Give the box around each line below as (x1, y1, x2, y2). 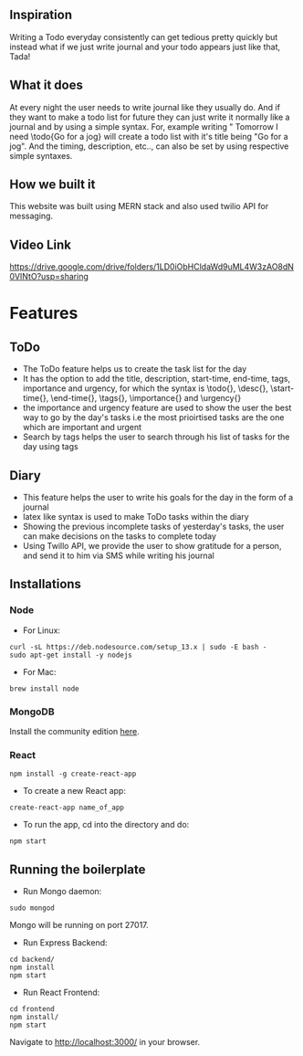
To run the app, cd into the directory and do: (22, 819, 190, 830)
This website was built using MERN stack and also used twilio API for (9, 201, 269, 212)
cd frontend (9, 1005, 55, 1014)
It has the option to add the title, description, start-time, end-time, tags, (22, 374, 290, 385)
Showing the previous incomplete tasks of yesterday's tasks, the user (22, 521, 285, 533)
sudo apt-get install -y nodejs (9, 650, 132, 660)
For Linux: (22, 625, 61, 636)
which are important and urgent (22, 422, 142, 433)
